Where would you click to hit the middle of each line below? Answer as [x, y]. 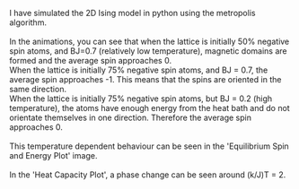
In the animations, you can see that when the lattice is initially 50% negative [149, 41]
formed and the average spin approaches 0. [91, 60]
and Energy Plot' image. [53, 155]
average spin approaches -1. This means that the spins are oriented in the [145, 79]
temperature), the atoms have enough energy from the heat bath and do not [149, 108]
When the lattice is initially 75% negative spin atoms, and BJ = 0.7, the [139, 70]
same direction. [38, 89]
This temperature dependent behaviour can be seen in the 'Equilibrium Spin [149, 146]
